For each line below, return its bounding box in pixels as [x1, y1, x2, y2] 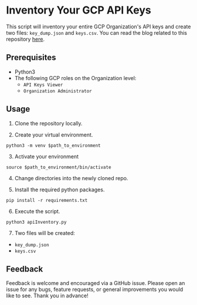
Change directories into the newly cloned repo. [14, 174, 128, 181]
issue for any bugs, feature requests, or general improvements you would [6, 286, 184, 293]
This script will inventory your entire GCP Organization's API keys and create [6, 23, 191, 30]
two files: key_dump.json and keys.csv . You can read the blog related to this [6, 29, 188, 36]
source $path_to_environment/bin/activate [6, 164, 111, 170]
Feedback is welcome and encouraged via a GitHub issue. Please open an [6, 280, 185, 287]
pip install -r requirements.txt [6, 197, 88, 203]
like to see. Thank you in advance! [6, 292, 89, 299]
